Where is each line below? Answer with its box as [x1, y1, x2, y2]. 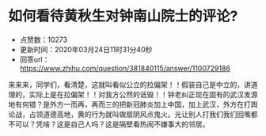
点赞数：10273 [19, 35, 68, 44]
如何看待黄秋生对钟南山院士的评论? [8, 7, 238, 25]
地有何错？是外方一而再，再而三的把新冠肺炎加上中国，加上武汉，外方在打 [8, 100, 251, 109]
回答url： [19, 55, 50, 64]
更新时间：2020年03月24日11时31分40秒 [19, 44, 153, 54]
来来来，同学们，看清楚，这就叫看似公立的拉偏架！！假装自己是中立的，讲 [8, 80, 251, 89]
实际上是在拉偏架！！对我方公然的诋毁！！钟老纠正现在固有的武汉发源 [28, 89, 258, 99]
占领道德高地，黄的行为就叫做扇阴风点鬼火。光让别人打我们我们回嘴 [28, 109, 251, 119]
